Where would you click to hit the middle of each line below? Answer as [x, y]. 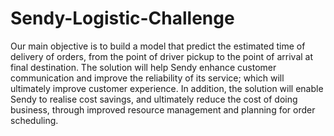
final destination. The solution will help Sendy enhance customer [143, 67]
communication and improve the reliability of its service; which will [147, 78]
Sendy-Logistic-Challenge [122, 18]
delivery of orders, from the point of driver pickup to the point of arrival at [162, 56]
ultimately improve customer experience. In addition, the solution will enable [167, 88]
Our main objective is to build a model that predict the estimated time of [158, 46]
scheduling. [34, 120]
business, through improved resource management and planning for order [163, 109]
